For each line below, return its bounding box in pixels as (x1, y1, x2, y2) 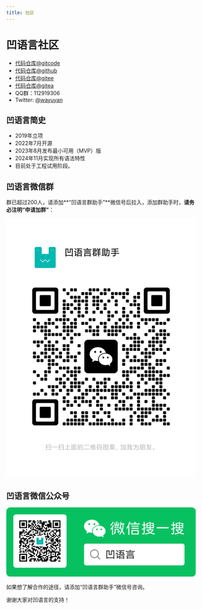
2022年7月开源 (14, 140, 53, 147)
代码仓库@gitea (14, 82, 54, 89)
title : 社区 (6, 10, 34, 16)
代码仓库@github (14, 67, 58, 74)
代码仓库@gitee (14, 74, 54, 81)
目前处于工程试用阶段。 (14, 162, 73, 170)
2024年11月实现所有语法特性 (14, 155, 85, 162)
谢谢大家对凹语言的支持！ (6, 596, 70, 603)
